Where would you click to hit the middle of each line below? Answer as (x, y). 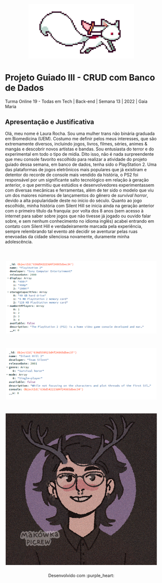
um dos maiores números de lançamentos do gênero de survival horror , (77, 195)
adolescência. (19, 242)
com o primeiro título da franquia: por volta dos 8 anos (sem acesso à (74, 211)
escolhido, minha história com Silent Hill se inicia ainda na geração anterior (80, 206)
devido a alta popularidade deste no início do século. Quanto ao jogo (74, 200)
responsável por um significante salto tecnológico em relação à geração (77, 180)
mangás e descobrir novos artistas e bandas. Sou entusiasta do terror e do (80, 149)
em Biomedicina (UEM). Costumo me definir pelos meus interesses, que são (81, 138)
